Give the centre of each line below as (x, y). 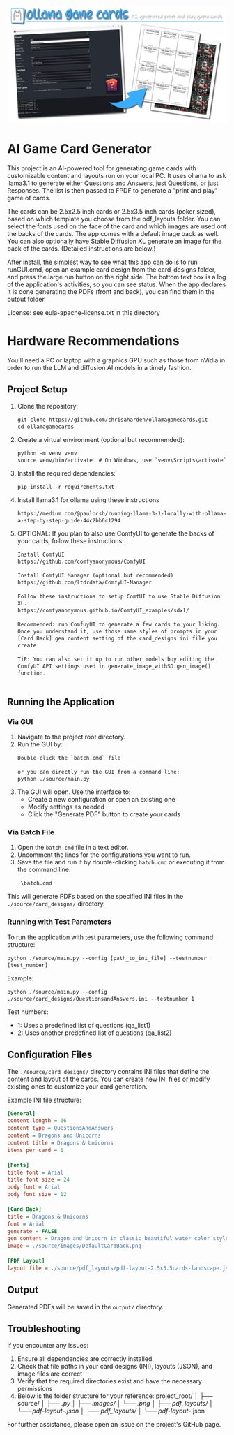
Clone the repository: (48, 406)
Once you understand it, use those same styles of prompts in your (117, 632)
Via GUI (20, 721)
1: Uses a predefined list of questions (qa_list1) (84, 1025)
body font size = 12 (37, 1195)
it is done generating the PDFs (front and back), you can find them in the (111, 291)
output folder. (27, 299)
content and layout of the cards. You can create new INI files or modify (109, 1079)
